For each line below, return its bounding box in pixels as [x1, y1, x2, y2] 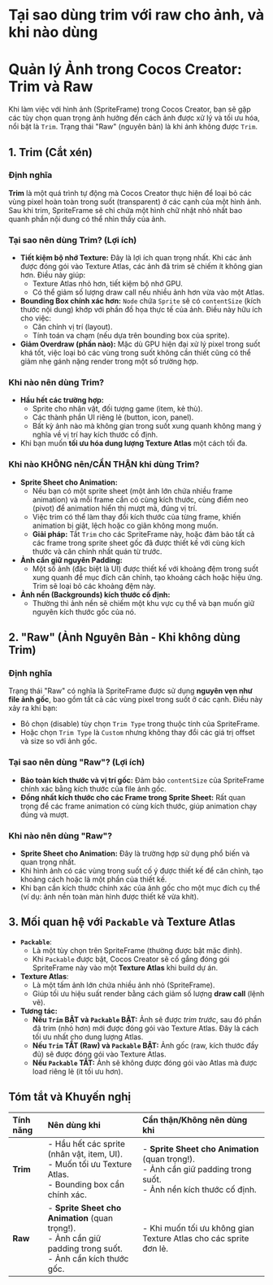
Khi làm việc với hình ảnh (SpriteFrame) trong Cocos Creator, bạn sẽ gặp [8, 104, 252, 115]
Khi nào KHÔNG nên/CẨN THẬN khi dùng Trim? [8, 459, 200, 470]
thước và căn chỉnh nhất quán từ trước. [32, 547, 162, 556]
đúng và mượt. [19, 809, 69, 819]
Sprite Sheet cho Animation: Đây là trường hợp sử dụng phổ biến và [19, 848, 250, 858]
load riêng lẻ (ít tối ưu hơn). [32, 1066, 123, 1076]
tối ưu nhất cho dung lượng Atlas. [32, 1031, 144, 1042]
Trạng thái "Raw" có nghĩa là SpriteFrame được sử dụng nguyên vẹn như [8, 686, 253, 696]
